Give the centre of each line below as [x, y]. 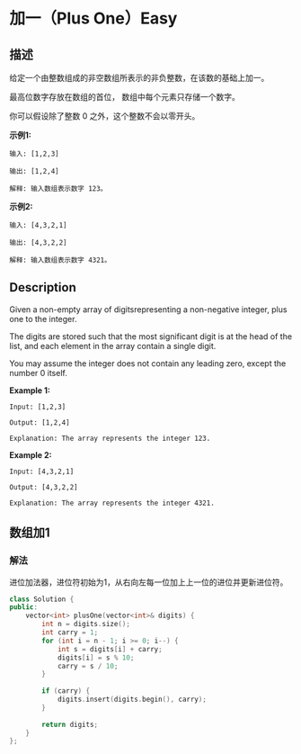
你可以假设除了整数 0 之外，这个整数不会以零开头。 [105, 116]
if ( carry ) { [66, 691]
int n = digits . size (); [86, 624]
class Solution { [42, 599]
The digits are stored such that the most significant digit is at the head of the [151, 336]
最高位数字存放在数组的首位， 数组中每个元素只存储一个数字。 [124, 97]
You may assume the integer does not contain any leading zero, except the [148, 363]
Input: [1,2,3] [38, 407]
